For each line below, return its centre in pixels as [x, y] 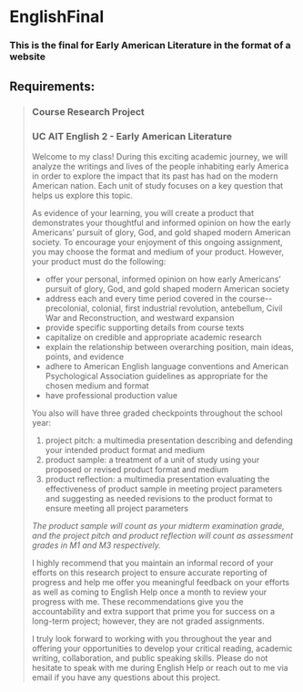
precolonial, [67, 308]
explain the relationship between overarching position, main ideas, [169, 346]
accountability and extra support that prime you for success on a [153, 611]
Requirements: [52, 86]
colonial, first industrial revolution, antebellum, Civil [187, 308]
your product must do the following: [99, 261]
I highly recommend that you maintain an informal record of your [152, 563]
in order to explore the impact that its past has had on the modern [155, 176]
